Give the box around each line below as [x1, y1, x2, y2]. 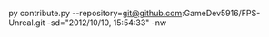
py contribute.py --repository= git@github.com [8, 8, 183, 18]
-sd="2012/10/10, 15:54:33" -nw [46, 17, 167, 28]
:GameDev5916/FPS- [181, 8, 261, 18]
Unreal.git [8, 17, 45, 28]
